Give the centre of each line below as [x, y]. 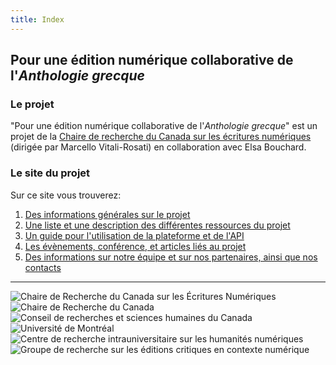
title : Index [37, 19]
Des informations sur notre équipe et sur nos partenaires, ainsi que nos [171, 257]
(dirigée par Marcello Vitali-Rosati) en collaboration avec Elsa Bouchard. [158, 147]
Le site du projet [50, 173]
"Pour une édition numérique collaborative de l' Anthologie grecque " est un [164, 126]
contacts [43, 267]
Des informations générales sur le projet [107, 214]
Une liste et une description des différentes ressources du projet [157, 225]
